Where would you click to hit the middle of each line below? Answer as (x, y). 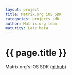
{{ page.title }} (36, 53)
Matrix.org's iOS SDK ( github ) (36, 67)
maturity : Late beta (27, 28)
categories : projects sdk (32, 19)
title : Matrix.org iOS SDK (33, 14)
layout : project (22, 10)
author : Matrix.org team (31, 24)
